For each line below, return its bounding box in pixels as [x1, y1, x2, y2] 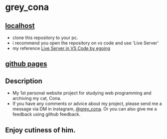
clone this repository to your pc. [12, 34, 78, 40]
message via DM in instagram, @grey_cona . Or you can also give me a [12, 106, 157, 112]
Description [5, 76, 42, 85]
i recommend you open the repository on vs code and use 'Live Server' [12, 40, 159, 46]
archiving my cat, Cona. [12, 95, 61, 101]
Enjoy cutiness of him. [5, 125, 76, 134]
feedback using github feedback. [12, 111, 81, 117]
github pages [5, 59, 47, 68]
